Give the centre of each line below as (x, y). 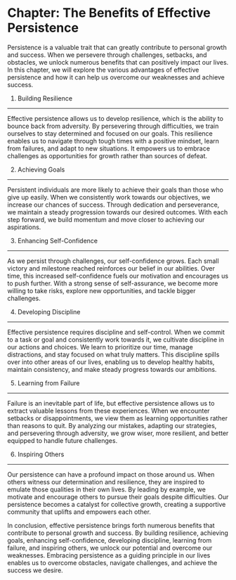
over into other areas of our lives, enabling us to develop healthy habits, (111, 362)
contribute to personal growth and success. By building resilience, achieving (118, 533)
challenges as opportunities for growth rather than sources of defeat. (107, 155)
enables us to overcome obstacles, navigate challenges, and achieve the (112, 562)
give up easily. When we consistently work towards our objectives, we (109, 197)
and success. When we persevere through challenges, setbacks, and (107, 55)
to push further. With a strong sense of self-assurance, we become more (113, 283)
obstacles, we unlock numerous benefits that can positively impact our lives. (118, 62)
